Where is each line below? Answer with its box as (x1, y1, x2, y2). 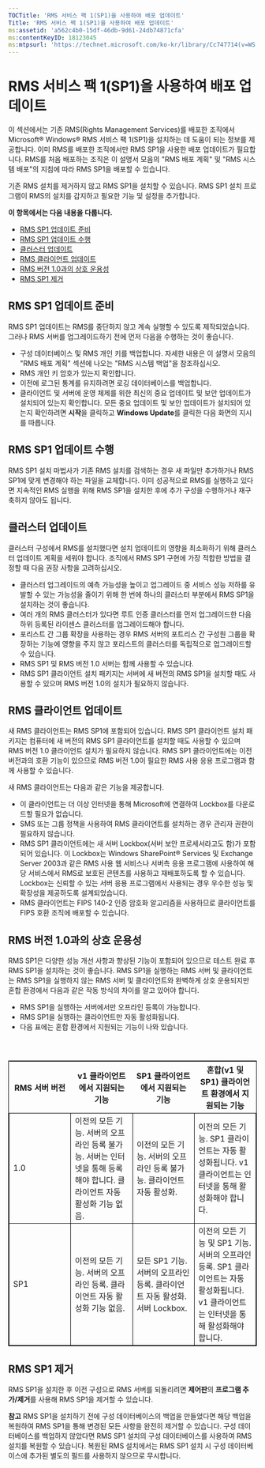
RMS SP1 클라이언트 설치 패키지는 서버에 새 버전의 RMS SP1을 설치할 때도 (19, 669, 248, 678)
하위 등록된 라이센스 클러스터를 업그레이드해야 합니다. (19, 619, 185, 628)
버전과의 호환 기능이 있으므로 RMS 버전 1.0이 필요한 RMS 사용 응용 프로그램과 (8, 756, 247, 765)
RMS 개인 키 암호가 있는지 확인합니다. (19, 368, 136, 378)
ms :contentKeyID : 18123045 (8, 33, 97, 42)
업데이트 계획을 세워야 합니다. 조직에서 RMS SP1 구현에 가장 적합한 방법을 (16, 553, 243, 562)
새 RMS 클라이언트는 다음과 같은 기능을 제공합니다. (8, 783, 164, 792)
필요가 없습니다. (34, 809, 84, 819)
